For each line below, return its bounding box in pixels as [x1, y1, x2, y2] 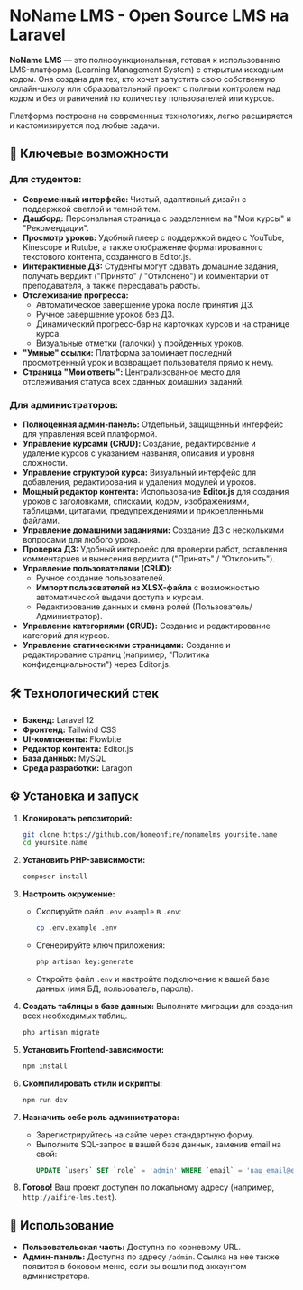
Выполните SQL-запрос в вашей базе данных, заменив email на [35, 1138, 282, 1149]
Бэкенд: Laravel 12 [22, 714, 95, 725]
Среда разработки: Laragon [22, 762, 133, 773]
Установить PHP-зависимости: [22, 855, 146, 866]
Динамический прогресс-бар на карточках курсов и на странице [35, 318, 290, 329]
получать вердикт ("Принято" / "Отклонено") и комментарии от [22, 270, 269, 281]
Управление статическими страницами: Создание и [22, 639, 232, 650]
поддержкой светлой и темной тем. [22, 203, 161, 214]
